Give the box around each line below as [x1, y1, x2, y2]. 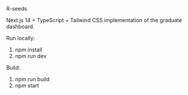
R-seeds [6, 5, 28, 12]
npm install [14, 46, 43, 53]
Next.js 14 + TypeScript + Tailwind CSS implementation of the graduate [6, 17, 182, 23]
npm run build [14, 76, 50, 82]
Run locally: [6, 35, 35, 41]
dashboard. [6, 23, 35, 30]
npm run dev [14, 53, 47, 59]
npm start [14, 82, 39, 89]
